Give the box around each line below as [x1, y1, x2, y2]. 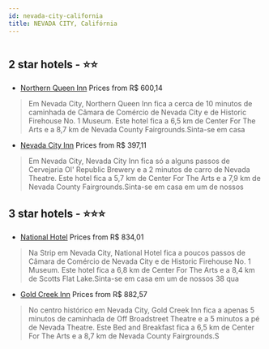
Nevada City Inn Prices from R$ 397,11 [19, 140, 147, 150]
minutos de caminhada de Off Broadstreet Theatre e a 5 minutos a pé [28, 314, 260, 324]
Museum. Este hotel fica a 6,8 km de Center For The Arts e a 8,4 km [28, 265, 255, 275]
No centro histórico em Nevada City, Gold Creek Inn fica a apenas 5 [28, 305, 255, 315]
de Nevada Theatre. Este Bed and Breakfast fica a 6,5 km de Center [28, 322, 255, 333]
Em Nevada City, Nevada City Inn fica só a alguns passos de [28, 156, 231, 166]
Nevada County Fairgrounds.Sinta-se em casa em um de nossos [28, 182, 245, 192]
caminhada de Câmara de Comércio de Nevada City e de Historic [28, 107, 247, 118]
